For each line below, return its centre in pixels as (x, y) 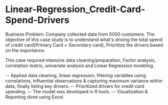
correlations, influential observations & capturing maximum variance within (84, 81)
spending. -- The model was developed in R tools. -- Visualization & (77, 91)
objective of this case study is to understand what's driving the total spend (84, 40)
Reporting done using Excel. (35, 97)
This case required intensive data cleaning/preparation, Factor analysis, (81, 60)
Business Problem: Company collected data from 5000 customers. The (80, 34)
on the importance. (25, 50)
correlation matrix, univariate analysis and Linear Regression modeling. (80, 65)
